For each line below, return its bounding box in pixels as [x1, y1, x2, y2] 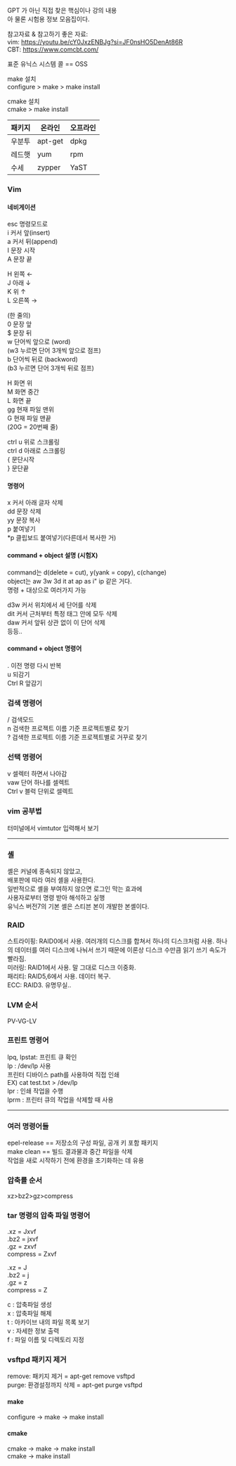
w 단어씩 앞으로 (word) [7, 337, 71, 346]
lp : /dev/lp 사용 [7, 1061, 51, 1070]
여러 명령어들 [7, 1121, 49, 1131]
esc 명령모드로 [7, 220, 48, 229]
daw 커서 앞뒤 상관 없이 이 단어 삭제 [7, 618, 105, 626]
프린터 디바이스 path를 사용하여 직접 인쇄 [7, 1070, 120, 1079]
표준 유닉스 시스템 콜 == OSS [7, 60, 88, 68]
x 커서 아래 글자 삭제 [7, 499, 63, 507]
